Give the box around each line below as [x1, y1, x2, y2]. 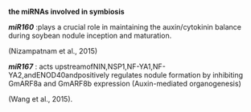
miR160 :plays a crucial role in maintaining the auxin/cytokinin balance [8, 22, 242, 31]
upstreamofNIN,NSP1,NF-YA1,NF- [55, 62, 167, 71]
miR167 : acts [8, 62, 54, 71]
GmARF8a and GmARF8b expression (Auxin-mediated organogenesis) [8, 79, 241, 88]
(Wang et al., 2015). [8, 94, 73, 103]
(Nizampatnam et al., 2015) [8, 46, 98, 55]
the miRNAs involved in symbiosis [8, 7, 125, 16]
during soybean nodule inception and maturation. [8, 31, 172, 40]
